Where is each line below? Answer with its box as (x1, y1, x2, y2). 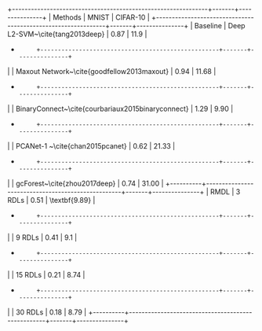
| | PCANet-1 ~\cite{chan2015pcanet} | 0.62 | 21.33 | (7, 142, 176, 150)
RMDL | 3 (209, 187, 241, 197)
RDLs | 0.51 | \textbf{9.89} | (7, 196, 96, 204)
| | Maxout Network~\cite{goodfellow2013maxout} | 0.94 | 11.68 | (7, 67, 217, 75)
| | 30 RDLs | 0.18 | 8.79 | (7, 307, 87, 317)
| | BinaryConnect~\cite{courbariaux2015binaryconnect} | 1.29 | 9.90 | (7, 104, 234, 113)
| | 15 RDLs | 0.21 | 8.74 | (7, 270, 86, 279)
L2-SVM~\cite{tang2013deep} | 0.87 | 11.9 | (7, 29, 147, 39)
